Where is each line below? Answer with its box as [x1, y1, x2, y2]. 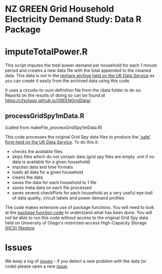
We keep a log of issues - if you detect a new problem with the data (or [5, 258, 147, 264]
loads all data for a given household [12, 169, 84, 175]
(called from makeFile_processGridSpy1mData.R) [5, 124, 103, 130]
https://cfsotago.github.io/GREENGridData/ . [5, 98, 92, 103]
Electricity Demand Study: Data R [5, 14, 142, 25]
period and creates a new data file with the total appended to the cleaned [5, 68, 151, 73]
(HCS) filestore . [5, 225, 36, 231]
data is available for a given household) [12, 159, 90, 165]
